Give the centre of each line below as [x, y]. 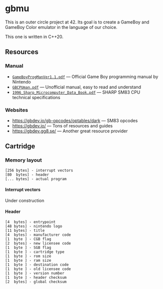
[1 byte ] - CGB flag [28, 239]
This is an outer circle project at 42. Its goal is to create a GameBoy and [77, 22]
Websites [17, 110]
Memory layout [24, 160]
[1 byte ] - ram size [28, 261]
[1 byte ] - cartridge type [35, 252]
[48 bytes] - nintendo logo [34, 227]
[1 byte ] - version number [35, 273]
